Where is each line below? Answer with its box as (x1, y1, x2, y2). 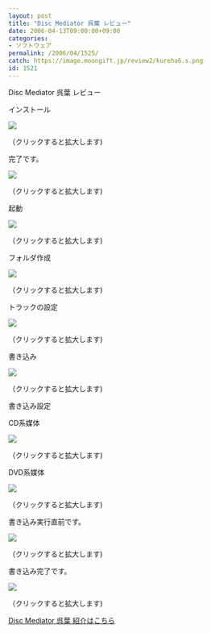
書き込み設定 (8, 401, 51, 410)
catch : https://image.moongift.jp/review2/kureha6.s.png (8, 57, 204, 65)
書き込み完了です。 (8, 566, 72, 576)
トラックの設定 (8, 302, 58, 311)
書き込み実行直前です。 (8, 517, 86, 527)
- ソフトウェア (8, 42, 52, 50)
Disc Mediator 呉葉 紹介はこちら (8, 615, 115, 625)
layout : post (8, 11, 52, 20)
